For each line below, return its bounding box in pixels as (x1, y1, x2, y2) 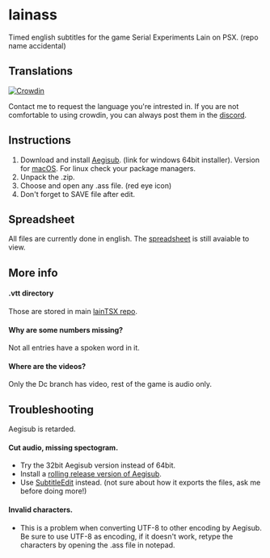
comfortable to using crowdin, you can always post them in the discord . (8, 110, 247, 120)
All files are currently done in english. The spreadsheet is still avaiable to (8, 234, 250, 244)
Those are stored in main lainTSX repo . (8, 306, 138, 316)
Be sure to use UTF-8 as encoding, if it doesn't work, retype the (19, 531, 234, 541)
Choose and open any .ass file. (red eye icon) (19, 180, 172, 191)
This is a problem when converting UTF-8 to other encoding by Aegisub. (19, 522, 263, 532)
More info (8, 266, 58, 279)
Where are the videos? (8, 361, 86, 371)
